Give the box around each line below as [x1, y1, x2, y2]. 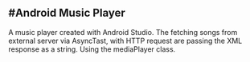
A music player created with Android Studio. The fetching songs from [8, 27, 238, 37]
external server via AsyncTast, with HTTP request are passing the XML [8, 36, 243, 45]
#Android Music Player [8, 6, 126, 20]
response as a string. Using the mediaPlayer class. [8, 44, 176, 54]
